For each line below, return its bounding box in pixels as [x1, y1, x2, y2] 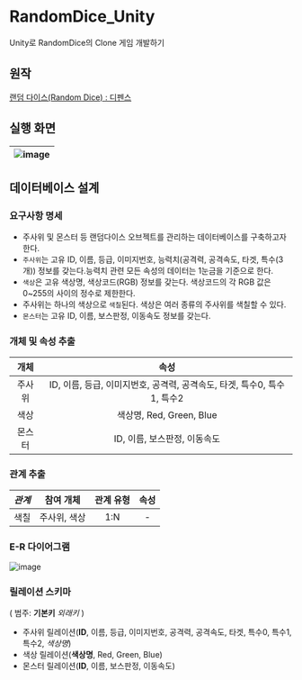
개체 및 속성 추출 [9, 335, 75, 348]
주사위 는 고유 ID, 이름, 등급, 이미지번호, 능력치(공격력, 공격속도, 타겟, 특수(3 [22, 254, 284, 265]
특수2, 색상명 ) [22, 638, 72, 649]
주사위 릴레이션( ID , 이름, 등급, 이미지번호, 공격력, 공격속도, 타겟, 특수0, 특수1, [22, 627, 292, 638]
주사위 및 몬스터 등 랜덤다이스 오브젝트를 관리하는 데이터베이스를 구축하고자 [22, 231, 288, 242]
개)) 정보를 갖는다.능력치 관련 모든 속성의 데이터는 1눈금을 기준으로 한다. [22, 266, 274, 277]
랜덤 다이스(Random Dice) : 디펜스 [9, 92, 132, 103]
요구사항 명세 [9, 209, 63, 222]
